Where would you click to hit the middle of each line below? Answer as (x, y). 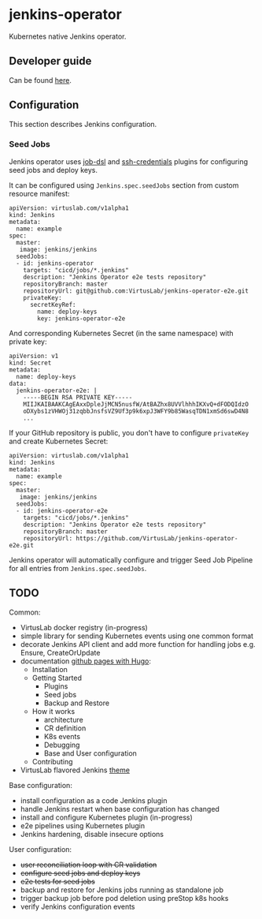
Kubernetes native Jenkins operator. (68, 36)
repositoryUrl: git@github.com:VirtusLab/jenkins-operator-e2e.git (136, 291)
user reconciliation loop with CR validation (89, 865)
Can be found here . (40, 80)
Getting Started (57, 678)
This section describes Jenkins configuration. (83, 124)
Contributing (52, 761)
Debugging (62, 745)
